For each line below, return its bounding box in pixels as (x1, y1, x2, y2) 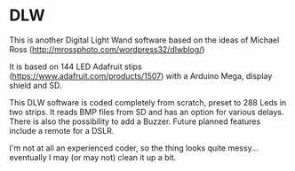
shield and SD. (9, 80, 62, 90)
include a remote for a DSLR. (9, 125, 115, 136)
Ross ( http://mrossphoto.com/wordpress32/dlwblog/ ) (9, 43, 205, 54)
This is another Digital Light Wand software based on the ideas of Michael (9, 35, 280, 45)
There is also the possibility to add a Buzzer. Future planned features (9, 116, 261, 127)
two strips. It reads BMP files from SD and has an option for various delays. (9, 106, 284, 117)
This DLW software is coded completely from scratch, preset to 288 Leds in (9, 97, 287, 107)
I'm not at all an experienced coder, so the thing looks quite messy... (9, 143, 259, 153)
